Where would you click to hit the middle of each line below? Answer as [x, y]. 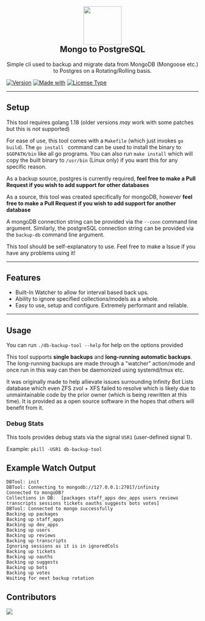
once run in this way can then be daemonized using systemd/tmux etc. [95, 370]
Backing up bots [27, 568]
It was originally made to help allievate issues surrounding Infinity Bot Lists [100, 382]
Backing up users [28, 530]
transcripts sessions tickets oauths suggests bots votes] [83, 504]
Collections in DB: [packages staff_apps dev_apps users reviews [92, 498]
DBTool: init [23, 482]
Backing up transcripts [37, 541]
